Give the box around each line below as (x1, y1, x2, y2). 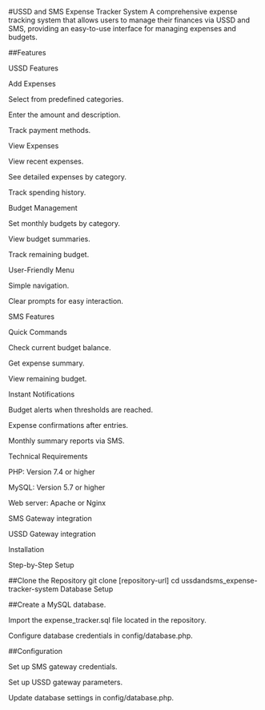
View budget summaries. (8, 234, 90, 244)
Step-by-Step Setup (8, 560, 74, 570)
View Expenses (8, 141, 59, 151)
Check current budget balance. (8, 343, 112, 352)
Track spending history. (8, 188, 86, 197)
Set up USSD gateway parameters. (8, 677, 123, 687)
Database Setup (59, 584, 114, 594)
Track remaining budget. (8, 250, 90, 259)
